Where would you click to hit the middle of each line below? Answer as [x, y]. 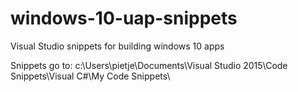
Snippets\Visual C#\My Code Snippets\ [90, 76]
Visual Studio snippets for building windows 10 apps [117, 46]
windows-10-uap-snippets [124, 18]
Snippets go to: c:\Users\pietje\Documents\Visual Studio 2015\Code [149, 65]
